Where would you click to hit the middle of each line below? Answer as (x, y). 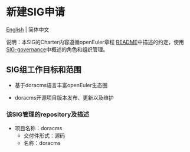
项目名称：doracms (38, 128)
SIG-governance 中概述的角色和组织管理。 (57, 49)
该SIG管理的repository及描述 (48, 114)
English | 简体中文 (28, 29)
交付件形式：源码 (44, 136)
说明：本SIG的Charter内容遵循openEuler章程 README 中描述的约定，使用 (95, 42)
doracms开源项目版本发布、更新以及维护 (64, 97)
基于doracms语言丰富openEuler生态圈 (61, 85)
